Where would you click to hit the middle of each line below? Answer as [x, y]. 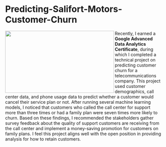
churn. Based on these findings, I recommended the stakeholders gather [80, 118]
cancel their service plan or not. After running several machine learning [78, 102]
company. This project [138, 81]
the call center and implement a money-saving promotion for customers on [82, 128]
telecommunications [136, 75]
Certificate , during [134, 49]
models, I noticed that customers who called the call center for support [78, 107]
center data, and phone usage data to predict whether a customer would [80, 97]
